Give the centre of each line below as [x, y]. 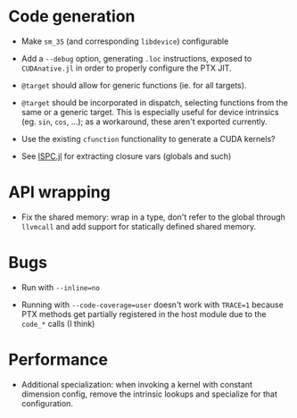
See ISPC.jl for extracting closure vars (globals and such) [126, 156]
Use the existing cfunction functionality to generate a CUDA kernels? [148, 138]
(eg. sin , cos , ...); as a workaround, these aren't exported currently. [144, 121]
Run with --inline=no [60, 287]
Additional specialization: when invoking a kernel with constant [137, 384]
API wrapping [59, 192]
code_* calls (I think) [58, 323]
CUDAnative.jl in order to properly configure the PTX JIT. [127, 68]
